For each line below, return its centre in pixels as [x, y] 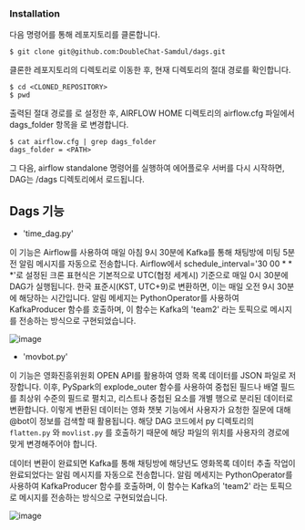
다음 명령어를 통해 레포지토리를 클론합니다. [85, 35]
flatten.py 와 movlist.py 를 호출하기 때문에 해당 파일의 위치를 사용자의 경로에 [149, 432]
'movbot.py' [45, 357]
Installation [35, 14]
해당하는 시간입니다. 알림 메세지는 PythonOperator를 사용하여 [129, 298]
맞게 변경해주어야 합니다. [53, 444]
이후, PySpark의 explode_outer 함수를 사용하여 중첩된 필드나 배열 [161, 387]
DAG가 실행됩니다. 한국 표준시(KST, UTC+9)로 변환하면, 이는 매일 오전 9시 [142, 286]
